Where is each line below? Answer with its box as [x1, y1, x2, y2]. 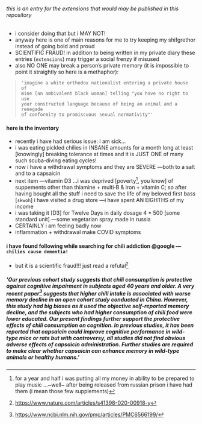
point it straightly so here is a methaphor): [14, 68, 119, 75]
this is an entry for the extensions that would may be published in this [6, 5, 179, 12]
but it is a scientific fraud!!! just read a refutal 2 [14, 261, 129, 269]
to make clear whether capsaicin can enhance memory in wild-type [6, 347, 180, 355]
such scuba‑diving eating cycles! [14, 157, 97, 164]
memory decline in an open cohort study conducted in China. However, [6, 296, 188, 303]
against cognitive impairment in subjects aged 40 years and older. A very [6, 282, 195, 290]
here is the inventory [6, 124, 59, 131]
